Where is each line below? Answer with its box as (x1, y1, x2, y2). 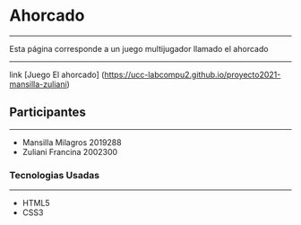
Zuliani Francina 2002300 (21, 146, 118, 157)
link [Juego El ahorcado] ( (9, 69, 105, 80)
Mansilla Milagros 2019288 (21, 136, 123, 148)
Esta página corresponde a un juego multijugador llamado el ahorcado (9, 43, 269, 54)
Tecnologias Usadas (9, 169, 100, 181)
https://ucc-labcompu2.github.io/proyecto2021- (104, 69, 281, 80)
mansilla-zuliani (9, 78, 67, 90)
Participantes (9, 105, 87, 120)
